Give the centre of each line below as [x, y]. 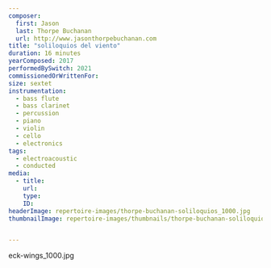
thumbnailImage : [35, 219]
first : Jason [38, 23]
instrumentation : [38, 91]
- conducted [36, 166]
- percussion [38, 114]
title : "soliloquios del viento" [65, 46]
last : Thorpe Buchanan [54, 31]
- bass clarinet [43, 106]
